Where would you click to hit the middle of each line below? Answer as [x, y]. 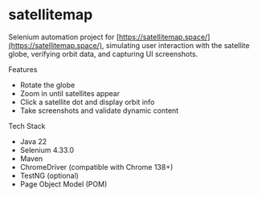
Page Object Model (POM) [63, 184]
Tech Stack [27, 126]
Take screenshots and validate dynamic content [99, 111]
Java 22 [33, 141]
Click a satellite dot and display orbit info [87, 102]
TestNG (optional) [49, 175]
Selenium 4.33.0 [47, 150]
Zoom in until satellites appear [70, 93]
